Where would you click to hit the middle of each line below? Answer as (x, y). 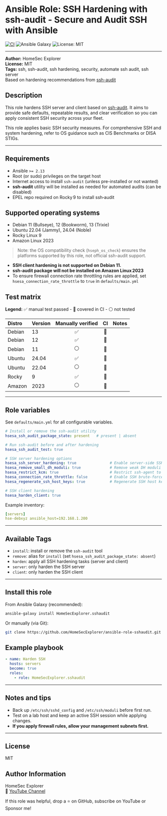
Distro (15, 324)
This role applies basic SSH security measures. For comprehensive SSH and (83, 128)
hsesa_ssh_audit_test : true (34, 449)
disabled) (22, 192)
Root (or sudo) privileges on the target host (56, 176)
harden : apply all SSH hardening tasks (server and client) (70, 562)
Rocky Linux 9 (27, 235)
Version (41, 324)
